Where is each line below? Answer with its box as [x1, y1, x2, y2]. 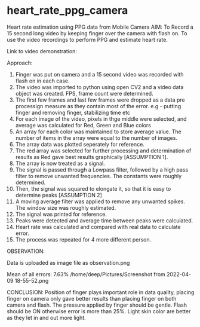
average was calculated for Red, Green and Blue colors [15, 121, 152, 129]
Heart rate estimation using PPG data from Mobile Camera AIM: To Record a [7, 23, 193, 30]
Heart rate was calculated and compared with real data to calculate [15, 223, 181, 230]
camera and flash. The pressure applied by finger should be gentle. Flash [7, 301, 187, 308]
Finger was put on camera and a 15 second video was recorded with [15, 71, 184, 78]
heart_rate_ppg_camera [7, 4, 128, 17]
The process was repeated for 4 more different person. [15, 236, 152, 243]
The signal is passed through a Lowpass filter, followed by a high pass [15, 166, 189, 173]
